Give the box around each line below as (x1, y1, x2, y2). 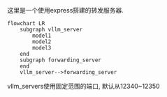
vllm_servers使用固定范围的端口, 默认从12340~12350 (7, 82, 160, 90)
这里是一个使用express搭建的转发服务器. (7, 6, 124, 14)
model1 (32, 32, 52, 39)
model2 (32, 38, 52, 45)
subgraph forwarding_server (20, 57, 101, 64)
